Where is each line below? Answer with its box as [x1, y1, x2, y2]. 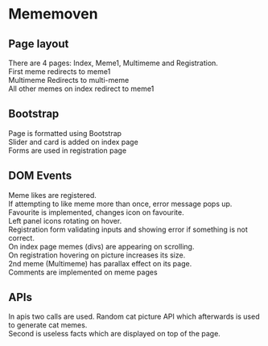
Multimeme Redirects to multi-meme [8, 76, 130, 84]
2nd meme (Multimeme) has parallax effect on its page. [8, 258, 192, 268]
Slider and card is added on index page [8, 137, 138, 146]
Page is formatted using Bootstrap [8, 128, 122, 138]
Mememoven [8, 5, 98, 23]
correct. [8, 233, 35, 242]
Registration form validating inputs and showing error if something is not [8, 224, 248, 234]
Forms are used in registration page [8, 146, 127, 155]
